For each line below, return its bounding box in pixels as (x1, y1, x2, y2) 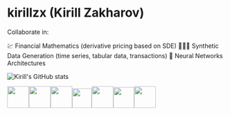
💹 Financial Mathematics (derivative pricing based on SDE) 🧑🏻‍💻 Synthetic (7, 42, 220, 50)
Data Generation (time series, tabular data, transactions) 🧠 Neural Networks (7, 51, 223, 60)
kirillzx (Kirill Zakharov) (7, 5, 144, 21)
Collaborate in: (7, 28, 49, 36)
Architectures (7, 59, 46, 67)
